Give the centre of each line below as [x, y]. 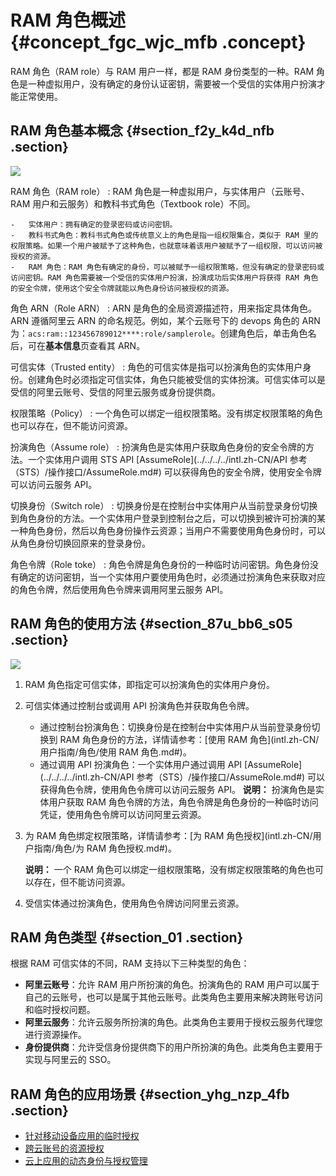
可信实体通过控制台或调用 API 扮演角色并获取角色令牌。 [139, 705]
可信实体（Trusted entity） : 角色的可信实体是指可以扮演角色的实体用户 [156, 367]
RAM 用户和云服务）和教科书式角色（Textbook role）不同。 [133, 203]
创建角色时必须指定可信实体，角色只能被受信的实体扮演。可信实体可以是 [176, 379]
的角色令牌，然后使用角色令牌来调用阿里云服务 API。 [119, 589]
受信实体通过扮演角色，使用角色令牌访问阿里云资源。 [134, 903]
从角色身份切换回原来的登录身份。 [80, 543]
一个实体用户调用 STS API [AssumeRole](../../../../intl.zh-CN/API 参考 [167, 459]
